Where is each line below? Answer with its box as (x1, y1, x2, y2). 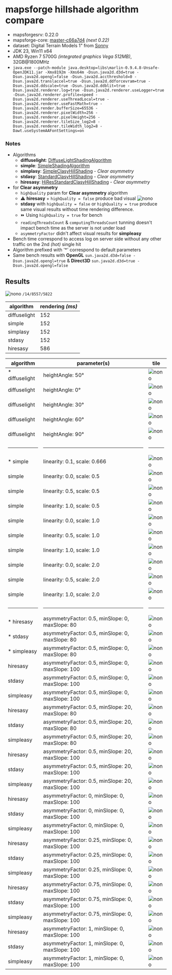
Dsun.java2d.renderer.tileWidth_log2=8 (12, 123, 98, 129)
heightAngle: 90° (43, 430, 84, 438)
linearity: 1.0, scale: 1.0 (43, 547, 100, 554)
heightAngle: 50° (43, 371, 84, 379)
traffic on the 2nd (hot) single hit (12, 241, 81, 248)
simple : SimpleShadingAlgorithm (20, 163, 90, 169)
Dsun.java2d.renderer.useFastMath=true (12, 101, 98, 106)
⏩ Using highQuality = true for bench (20, 212, 102, 218)
